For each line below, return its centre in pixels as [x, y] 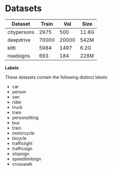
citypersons [21, 32]
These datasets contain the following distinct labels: [57, 77]
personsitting [25, 118]
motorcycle [23, 133]
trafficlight [22, 143]
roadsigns [19, 55]
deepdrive [19, 40]
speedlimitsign [27, 159]
